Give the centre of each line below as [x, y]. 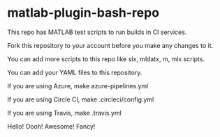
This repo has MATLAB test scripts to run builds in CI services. [97, 32]
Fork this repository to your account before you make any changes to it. [110, 45]
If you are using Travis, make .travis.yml [65, 113]
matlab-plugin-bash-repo [83, 13]
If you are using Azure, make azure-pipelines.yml [78, 86]
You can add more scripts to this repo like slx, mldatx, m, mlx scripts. [106, 59]
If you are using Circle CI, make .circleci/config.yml [81, 99]
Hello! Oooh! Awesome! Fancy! [51, 126]
